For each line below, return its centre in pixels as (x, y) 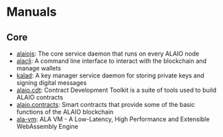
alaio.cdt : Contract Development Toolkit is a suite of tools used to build (116, 90)
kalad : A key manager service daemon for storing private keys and (110, 75)
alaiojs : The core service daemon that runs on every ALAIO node (108, 53)
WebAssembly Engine (47, 126)
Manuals (32, 12)
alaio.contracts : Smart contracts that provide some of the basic (106, 104)
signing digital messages (51, 83)
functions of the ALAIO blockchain (65, 112)
